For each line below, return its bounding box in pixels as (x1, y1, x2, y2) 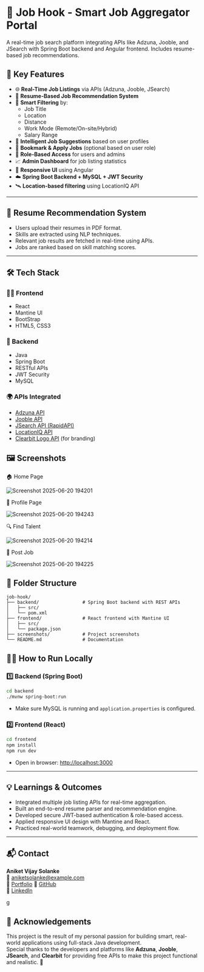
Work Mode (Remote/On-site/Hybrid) (24, 124, 117, 132)
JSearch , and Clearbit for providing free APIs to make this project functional (6, 952, 198, 959)
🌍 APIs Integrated (6, 392, 61, 401)
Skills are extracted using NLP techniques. (15, 230, 121, 238)
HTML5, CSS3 (15, 322, 51, 330)
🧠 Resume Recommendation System (6, 208, 147, 218)
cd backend (6, 688, 34, 694)
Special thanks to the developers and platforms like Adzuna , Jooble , (6, 946, 178, 953)
